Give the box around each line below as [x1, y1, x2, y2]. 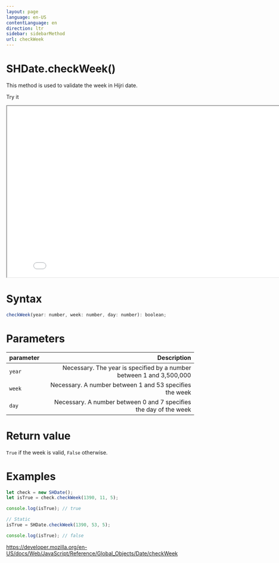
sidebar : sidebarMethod [6, 31, 66, 37]
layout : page [6, 8, 39, 15]
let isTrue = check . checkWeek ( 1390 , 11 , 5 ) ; [6, 495, 119, 501]
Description [157, 353, 191, 362]
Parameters [6, 332, 66, 346]
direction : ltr [6, 25, 44, 32]
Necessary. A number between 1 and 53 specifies [50, 381, 191, 389]
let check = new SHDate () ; [6, 489, 73, 495]
